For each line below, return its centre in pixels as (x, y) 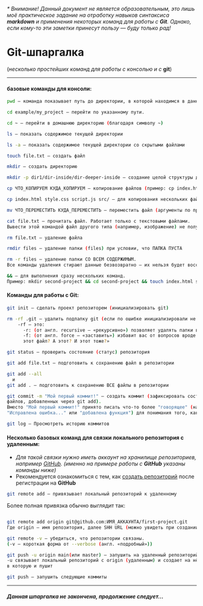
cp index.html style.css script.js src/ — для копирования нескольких (97, 199)
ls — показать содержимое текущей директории (65, 134)
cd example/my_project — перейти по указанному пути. (76, 112)
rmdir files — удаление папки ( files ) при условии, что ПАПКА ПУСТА (95, 249)
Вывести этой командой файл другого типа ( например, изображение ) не (96, 227)
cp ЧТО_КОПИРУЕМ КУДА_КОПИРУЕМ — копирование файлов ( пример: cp (90, 189)
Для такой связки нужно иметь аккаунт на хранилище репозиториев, (106, 458)
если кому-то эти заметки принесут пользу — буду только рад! (89, 28)
